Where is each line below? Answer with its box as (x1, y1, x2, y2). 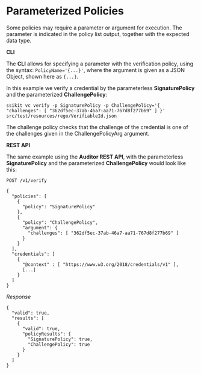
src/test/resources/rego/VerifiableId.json (6, 113, 117, 119)
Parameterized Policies (6, 4, 125, 18)
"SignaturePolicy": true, (28, 336, 93, 342)
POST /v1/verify (6, 177, 47, 184)
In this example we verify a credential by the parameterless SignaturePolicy (6, 84, 195, 91)
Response (6, 293, 31, 300)
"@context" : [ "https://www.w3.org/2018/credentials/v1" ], (22, 261, 179, 268)
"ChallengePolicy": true (28, 341, 90, 348)
